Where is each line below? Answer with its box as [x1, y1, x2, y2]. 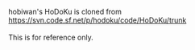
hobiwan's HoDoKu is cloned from [8, 7, 122, 16]
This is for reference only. [8, 32, 94, 42]
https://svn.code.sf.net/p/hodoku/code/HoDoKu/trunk [8, 15, 187, 25]
